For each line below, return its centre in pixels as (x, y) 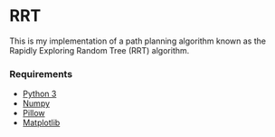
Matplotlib (41, 122)
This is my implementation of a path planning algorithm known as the (138, 41)
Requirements (41, 73)
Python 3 (39, 94)
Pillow (33, 113)
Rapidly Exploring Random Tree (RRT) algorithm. (100, 50)
